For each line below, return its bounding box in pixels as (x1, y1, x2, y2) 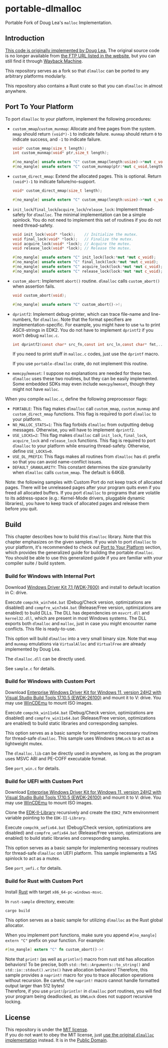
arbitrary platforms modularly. (5, 73, 66, 79)
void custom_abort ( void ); (12, 293, 66, 298)
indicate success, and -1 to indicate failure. (12, 136, 101, 142)
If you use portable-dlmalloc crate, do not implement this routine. (12, 361, 148, 367)
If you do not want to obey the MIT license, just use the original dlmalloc (5, 1032, 154, 1038)
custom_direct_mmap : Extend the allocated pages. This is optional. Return (12, 173, 161, 179)
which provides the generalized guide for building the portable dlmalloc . (5, 550, 154, 556)
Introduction (5, 34, 45, 43)
